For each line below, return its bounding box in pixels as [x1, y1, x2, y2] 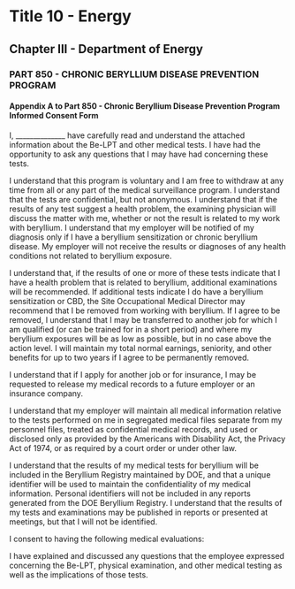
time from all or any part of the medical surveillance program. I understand [9, 184, 281, 195]
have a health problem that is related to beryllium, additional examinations [9, 277, 278, 287]
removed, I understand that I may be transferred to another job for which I [9, 314, 277, 325]
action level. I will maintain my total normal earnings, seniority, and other [9, 342, 272, 353]
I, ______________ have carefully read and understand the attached [9, 130, 246, 141]
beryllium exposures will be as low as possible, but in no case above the [9, 333, 272, 344]
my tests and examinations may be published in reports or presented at [9, 507, 269, 517]
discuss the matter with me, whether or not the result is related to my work [9, 212, 281, 223]
